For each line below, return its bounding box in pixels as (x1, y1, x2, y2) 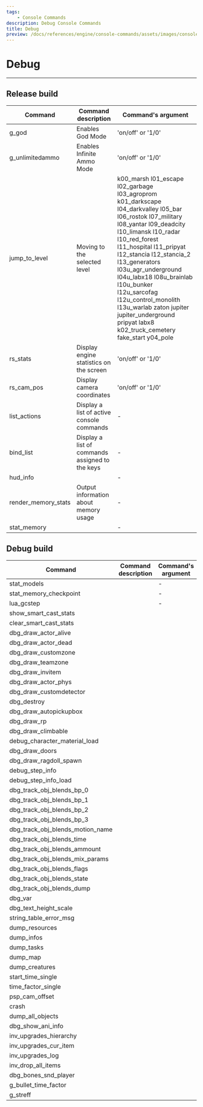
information (76, 491, 109, 499)
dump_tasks (9, 943, 44, 952)
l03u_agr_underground (117, 265, 182, 273)
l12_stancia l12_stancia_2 (117, 250, 191, 258)
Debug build (6, 544, 53, 554)
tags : (6, 8, 20, 15)
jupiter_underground (117, 310, 175, 319)
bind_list (9, 448, 33, 457)
